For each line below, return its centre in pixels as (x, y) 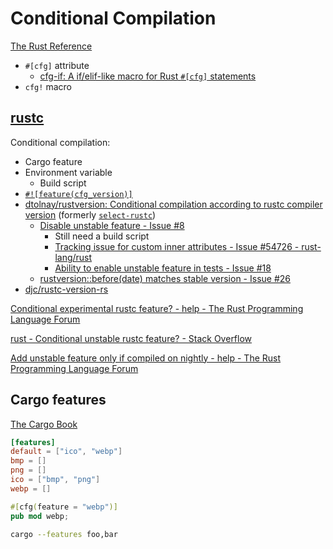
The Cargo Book (44, 424)
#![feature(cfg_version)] (78, 194)
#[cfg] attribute (57, 65)
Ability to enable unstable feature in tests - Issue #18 (163, 268)
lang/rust (73, 257)
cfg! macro (48, 86)
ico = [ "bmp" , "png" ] (55, 480)
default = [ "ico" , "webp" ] (66, 452)
